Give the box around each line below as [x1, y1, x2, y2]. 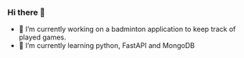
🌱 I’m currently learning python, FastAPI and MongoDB [18, 41, 195, 50]
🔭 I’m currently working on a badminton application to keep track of [18, 25, 236, 34]
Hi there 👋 [7, 7, 46, 18]
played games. [18, 32, 66, 42]
